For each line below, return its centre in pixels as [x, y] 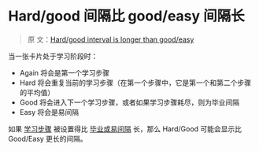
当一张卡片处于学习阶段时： [53, 56]
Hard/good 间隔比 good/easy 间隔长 [127, 16]
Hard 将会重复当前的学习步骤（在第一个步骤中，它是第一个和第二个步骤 [135, 83]
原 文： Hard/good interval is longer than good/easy [111, 39]
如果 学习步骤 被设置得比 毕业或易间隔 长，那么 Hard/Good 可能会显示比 [125, 129]
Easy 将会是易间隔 [49, 112]
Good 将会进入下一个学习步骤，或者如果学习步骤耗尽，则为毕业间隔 [129, 102]
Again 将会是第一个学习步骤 [65, 72]
